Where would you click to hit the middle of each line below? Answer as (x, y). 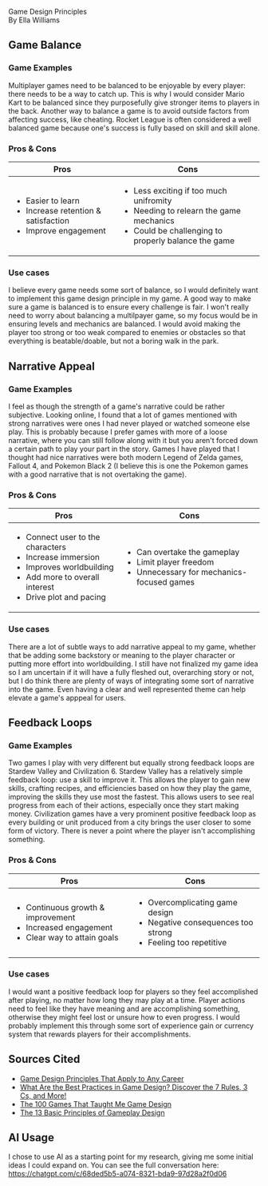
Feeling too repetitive (187, 942)
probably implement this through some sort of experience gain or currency (131, 1025)
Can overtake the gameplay (188, 553)
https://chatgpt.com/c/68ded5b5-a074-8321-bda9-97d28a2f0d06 (118, 1174)
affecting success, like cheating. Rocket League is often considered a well (130, 119)
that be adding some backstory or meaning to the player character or (122, 655)
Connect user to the (63, 537)
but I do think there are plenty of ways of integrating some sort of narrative (131, 681)
